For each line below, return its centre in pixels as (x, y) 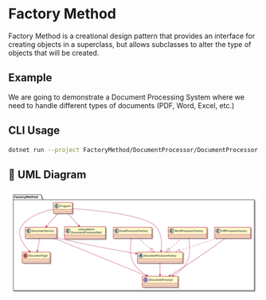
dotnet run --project (44, 150)
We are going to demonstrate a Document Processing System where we (127, 97)
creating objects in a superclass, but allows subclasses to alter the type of (130, 44)
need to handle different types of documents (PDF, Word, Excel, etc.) (121, 105)
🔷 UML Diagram (47, 175)
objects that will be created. (54, 53)
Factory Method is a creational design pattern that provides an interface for (132, 36)
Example (30, 78)
